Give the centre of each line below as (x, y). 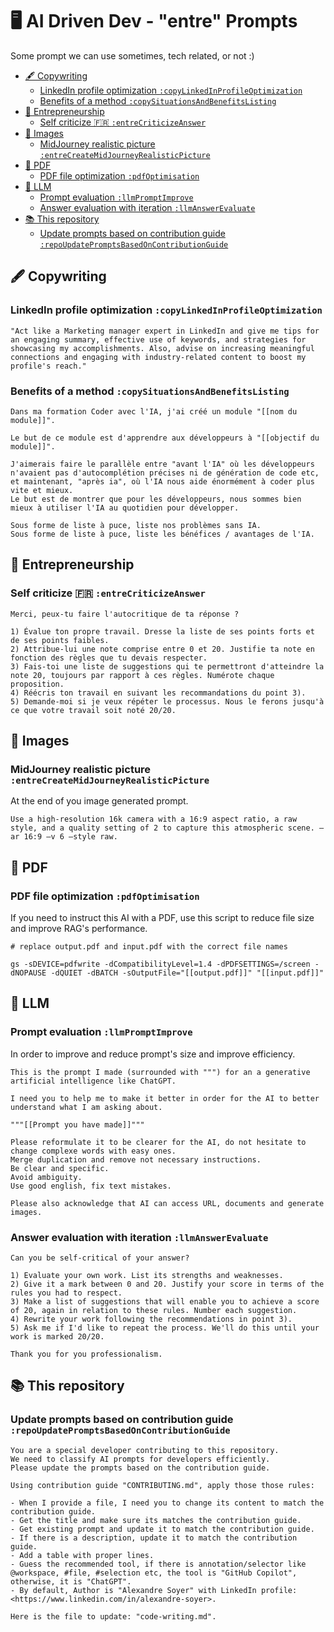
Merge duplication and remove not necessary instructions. (136, 1159)
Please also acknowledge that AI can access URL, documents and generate (167, 1203)
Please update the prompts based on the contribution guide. (140, 1468)
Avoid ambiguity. (46, 1177)
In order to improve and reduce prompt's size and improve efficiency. (153, 1054)
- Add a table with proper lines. (82, 1555)
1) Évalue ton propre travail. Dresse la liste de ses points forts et (162, 631)
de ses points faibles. (60, 640)
